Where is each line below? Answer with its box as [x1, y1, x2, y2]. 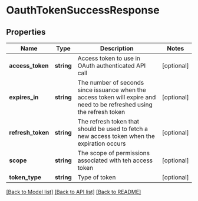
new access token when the [77, 132, 155, 140]
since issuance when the [77, 86, 146, 94]
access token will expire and [77, 93, 156, 101]
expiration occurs [77, 139, 126, 148]
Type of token [77, 173, 116, 181]
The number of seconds [77, 79, 144, 86]
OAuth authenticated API [77, 62, 146, 69]
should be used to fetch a [77, 125, 148, 133]
